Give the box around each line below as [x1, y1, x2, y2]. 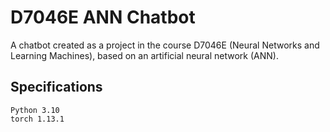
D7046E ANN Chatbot [10, 6, 196, 29]
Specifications [10, 79, 103, 96]
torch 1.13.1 [10, 114, 65, 124]
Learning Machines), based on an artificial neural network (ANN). [10, 49, 279, 61]
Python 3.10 [10, 105, 60, 115]
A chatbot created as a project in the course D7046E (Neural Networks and [10, 39, 320, 51]
